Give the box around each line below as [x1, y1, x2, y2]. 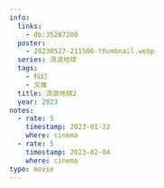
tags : [17, 64, 39, 73]
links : [17, 22, 42, 31]
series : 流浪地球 [17, 55, 77, 64]
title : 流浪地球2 [17, 89, 77, 98]
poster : [17, 38, 47, 48]
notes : [9, 106, 34, 115]
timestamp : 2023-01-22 [25, 123, 111, 132]
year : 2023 [17, 97, 59, 107]
